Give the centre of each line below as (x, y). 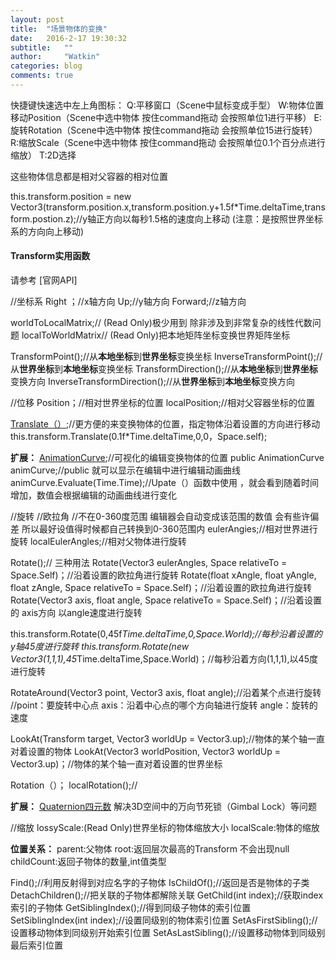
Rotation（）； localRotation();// (74, 785)
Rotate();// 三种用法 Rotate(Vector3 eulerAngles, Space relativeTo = (149, 563)
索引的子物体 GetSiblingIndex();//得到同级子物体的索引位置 (131, 908)
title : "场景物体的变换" (59, 29)
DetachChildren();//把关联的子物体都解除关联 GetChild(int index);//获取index (167, 895)
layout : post (37, 19)
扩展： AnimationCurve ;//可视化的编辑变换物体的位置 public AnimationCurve (167, 458)
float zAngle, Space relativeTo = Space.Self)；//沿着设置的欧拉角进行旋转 (161, 588)
